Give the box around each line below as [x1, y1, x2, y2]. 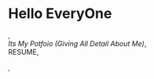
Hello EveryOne [8, 5, 112, 23]
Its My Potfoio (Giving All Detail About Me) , [8, 38, 147, 48]
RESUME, [8, 47, 39, 56]
